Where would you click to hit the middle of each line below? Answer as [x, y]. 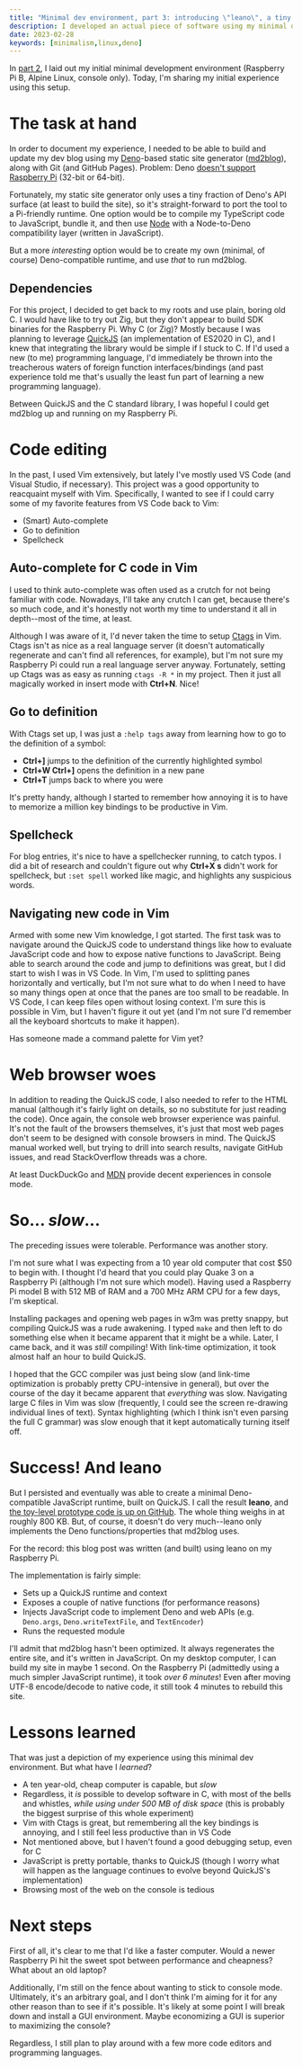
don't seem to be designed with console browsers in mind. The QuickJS [142, 1138]
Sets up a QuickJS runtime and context [95, 1593]
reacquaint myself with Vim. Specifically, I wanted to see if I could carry [142, 493]
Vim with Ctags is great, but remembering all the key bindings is [140, 1822]
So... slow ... [55, 1221]
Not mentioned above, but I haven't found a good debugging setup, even [157, 1841]
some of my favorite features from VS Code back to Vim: [114, 503]
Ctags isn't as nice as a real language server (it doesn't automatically [137, 645]
